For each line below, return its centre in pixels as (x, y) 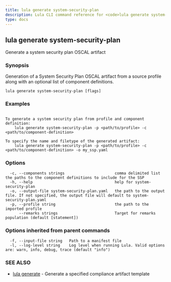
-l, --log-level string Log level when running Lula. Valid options (88, 245)
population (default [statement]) (42, 218)
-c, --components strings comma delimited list (85, 173)
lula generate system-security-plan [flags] (53, 91)
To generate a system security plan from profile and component (75, 119)
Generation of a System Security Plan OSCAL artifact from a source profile (83, 76)
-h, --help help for (72, 182)
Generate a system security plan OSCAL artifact (55, 52)
